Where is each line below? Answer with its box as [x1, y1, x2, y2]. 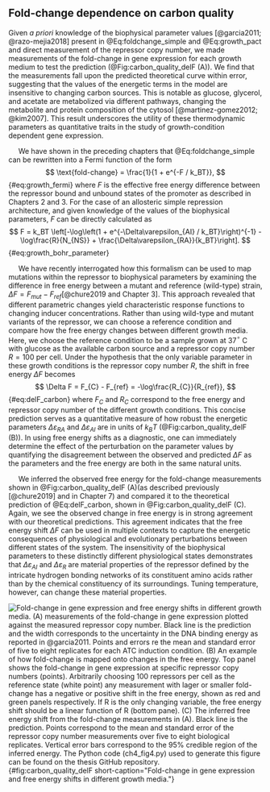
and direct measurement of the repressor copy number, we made [8, 44, 226, 55]
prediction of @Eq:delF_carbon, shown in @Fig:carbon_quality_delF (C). [8, 500, 247, 509]
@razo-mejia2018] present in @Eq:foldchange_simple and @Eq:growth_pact [8, 36, 262, 46]
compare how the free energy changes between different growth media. [8, 326, 248, 335]
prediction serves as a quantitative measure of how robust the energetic [8, 414, 248, 424]
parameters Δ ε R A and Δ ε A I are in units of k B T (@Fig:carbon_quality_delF [8, 422, 247, 433]
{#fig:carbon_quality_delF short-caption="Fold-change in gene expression [8, 765, 255, 775]
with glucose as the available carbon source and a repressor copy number [8, 344, 255, 354]
